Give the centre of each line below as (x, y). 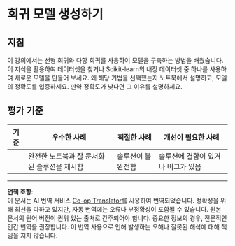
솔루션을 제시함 (60, 166)
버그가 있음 (184, 166)
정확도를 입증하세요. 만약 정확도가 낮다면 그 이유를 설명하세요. (99, 87)
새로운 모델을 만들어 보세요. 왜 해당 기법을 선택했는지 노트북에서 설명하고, (114, 78)
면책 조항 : (20, 191)
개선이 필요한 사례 (192, 137)
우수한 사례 (69, 137)
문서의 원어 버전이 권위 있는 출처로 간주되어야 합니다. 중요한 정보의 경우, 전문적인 (117, 218)
